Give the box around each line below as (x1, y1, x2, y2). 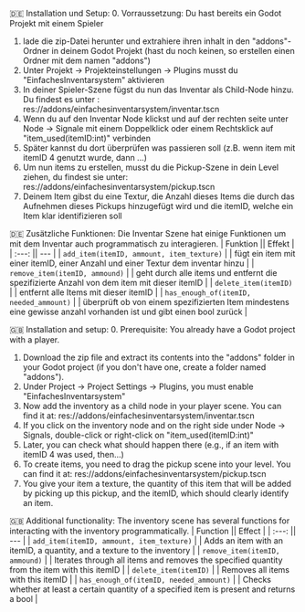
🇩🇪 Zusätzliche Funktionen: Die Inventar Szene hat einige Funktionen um (9, 228, 286, 238)
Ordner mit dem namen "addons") (22, 55, 151, 66)
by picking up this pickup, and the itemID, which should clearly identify (22, 488, 289, 499)
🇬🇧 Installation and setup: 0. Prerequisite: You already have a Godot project (9, 324, 296, 334)
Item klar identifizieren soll (22, 210, 122, 221)
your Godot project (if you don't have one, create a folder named (22, 362, 267, 373)
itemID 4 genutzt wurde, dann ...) (22, 153, 148, 163)
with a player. (9, 334, 60, 345)
